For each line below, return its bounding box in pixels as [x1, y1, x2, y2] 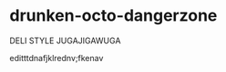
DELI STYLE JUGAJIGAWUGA [9, 35, 121, 46]
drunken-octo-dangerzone [9, 5, 218, 26]
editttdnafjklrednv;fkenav [9, 52, 104, 63]
